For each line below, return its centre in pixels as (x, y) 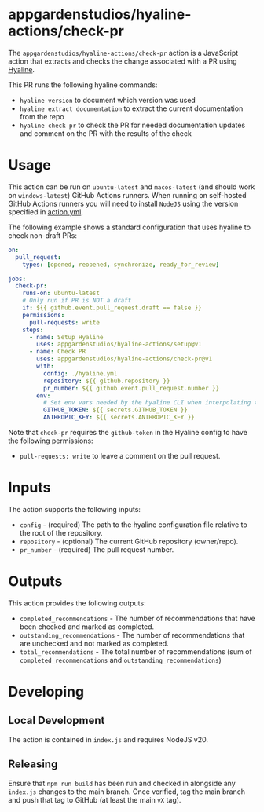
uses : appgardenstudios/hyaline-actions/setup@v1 (119, 344)
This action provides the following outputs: (77, 603)
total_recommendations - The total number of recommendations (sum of (136, 651)
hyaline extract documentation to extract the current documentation (131, 108)
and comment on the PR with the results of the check (106, 133)
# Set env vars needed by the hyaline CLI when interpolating (147, 403)
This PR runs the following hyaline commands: (83, 85)
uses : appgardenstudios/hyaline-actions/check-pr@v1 (125, 359)
